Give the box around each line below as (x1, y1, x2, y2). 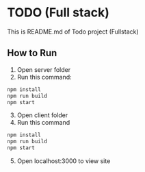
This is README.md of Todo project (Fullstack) (7, 27, 139, 36)
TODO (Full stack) (7, 5, 109, 21)
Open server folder (16, 65, 71, 73)
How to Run (7, 47, 57, 59)
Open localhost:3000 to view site (16, 157, 111, 165)
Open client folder (16, 111, 68, 119)
